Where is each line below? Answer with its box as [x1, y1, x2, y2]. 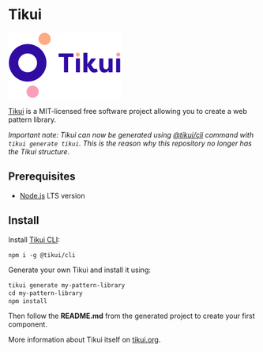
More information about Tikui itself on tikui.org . [8, 335, 161, 344]
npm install [8, 297, 47, 305]
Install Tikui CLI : [8, 235, 61, 244]
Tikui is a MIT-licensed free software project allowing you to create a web [8, 106, 247, 115]
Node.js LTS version [19, 191, 85, 200]
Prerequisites [8, 170, 76, 184]
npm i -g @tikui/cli [8, 251, 77, 259]
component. [8, 319, 47, 329]
